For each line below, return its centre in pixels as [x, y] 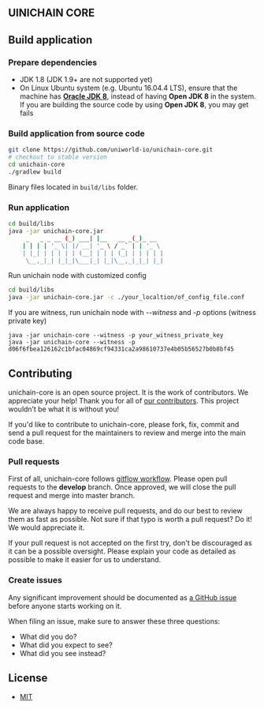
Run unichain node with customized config [78, 276]
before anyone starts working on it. [65, 606]
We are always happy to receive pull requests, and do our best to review [125, 511]
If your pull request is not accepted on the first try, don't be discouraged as [130, 543]
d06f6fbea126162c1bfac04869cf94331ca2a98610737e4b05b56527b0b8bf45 [121, 349]
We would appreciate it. [46, 527]
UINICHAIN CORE [52, 13]
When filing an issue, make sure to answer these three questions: [114, 621]
